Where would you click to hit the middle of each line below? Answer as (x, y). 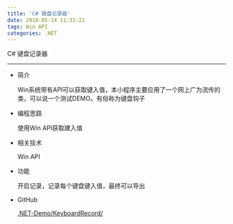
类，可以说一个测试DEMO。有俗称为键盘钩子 (81, 99)
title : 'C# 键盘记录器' (39, 14)
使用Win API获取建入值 (50, 128)
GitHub (27, 200)
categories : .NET (32, 33)
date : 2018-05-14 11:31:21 (46, 20)
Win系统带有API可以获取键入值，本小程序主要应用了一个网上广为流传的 (119, 90)
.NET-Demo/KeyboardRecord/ (60, 214)
